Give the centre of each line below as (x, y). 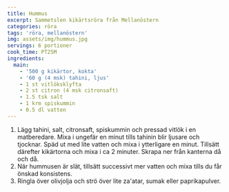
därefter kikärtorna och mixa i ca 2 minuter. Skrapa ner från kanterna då (119, 151)
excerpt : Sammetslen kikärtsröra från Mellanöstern (83, 20)
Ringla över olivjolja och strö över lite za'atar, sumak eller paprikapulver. (119, 181)
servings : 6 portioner (40, 46)
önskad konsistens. (44, 173)
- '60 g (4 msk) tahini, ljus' (64, 78)
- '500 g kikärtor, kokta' (58, 71)
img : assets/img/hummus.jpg (48, 39)
